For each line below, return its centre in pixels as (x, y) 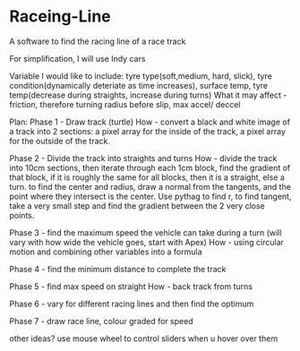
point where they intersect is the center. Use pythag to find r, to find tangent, (150, 196)
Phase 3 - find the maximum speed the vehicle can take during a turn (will (146, 232)
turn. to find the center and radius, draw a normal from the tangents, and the (150, 186)
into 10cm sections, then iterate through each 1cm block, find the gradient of (150, 167)
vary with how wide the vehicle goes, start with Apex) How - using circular (147, 242)
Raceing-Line (60, 17)
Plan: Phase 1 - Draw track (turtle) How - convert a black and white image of (150, 122)
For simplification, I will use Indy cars (77, 58)
